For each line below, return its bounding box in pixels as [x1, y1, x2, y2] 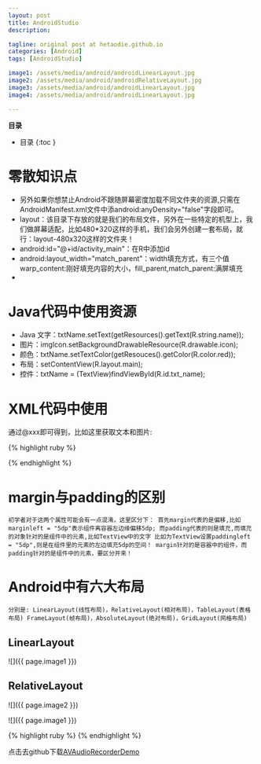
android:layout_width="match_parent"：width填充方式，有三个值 [19, 254, 230, 263]
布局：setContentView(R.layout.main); [19, 359, 143, 369]
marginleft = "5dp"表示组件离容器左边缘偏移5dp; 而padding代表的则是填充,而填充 [8, 524, 252, 533]
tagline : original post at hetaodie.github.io [8, 40, 164, 48]
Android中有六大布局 [8, 579, 145, 596]
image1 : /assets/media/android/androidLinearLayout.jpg [8, 69, 195, 77]
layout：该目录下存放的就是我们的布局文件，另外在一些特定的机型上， [19, 215, 246, 224]
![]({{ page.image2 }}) [8, 700, 79, 710]
